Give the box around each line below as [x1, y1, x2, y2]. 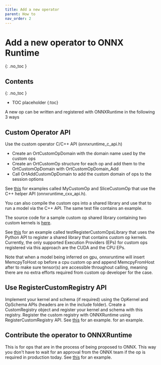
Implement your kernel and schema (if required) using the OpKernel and [5, 296, 148, 302]
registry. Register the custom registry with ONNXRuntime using [5, 312, 131, 317]
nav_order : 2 [5, 16, 31, 21]
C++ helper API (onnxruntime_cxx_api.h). [5, 190, 87, 196]
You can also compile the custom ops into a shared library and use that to [5, 200, 152, 206]
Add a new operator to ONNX [5, 37, 124, 48]
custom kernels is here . [5, 220, 52, 225]
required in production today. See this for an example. [5, 354, 112, 360]
